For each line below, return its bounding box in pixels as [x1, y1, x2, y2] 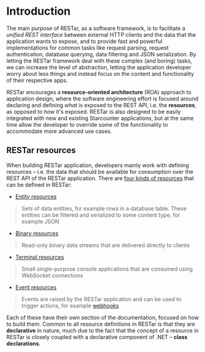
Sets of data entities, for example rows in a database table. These [21, 204, 187, 212]
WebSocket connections [21, 271, 84, 279]
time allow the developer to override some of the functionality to [6, 121, 168, 128]
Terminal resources [15, 253, 64, 261]
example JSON [21, 217, 59, 225]
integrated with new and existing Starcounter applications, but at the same [6, 114, 194, 122]
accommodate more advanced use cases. [6, 127, 112, 135]
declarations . [6, 340, 41, 347]
